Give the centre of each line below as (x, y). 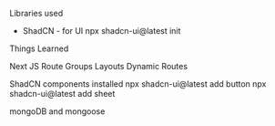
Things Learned (39, 48)
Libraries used (36, 13)
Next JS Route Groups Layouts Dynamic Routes (99, 66)
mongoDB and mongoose (57, 111)
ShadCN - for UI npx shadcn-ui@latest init (102, 31)
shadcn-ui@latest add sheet (62, 94)
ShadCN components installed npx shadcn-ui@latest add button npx (138, 84)
